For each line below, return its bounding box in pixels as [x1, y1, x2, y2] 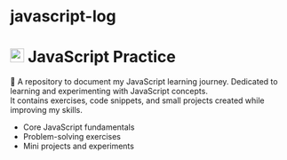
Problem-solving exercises [22, 132, 122, 142]
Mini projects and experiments [22, 140, 134, 152]
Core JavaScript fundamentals [22, 122, 135, 132]
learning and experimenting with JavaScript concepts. [10, 86, 208, 97]
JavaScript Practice [27, 47, 176, 68]
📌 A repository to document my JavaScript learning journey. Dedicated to [10, 76, 278, 87]
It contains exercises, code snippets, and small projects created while [10, 95, 265, 106]
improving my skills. [10, 105, 83, 116]
